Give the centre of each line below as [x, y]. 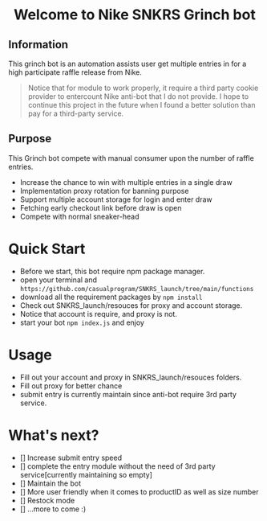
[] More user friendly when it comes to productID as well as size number [139, 491]
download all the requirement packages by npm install [111, 297]
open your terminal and [59, 280]
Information [38, 45]
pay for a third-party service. [76, 113]
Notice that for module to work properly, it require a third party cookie [143, 88]
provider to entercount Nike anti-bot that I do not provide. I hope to [138, 96]
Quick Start [47, 249]
